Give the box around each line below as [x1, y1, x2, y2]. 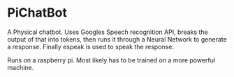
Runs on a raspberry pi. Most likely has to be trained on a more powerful [7, 55, 215, 64]
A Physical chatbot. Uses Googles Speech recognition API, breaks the [7, 28, 208, 36]
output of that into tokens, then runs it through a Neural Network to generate [7, 35, 227, 43]
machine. [7, 63, 34, 71]
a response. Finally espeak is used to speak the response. [7, 42, 175, 51]
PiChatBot [7, 5, 68, 21]
